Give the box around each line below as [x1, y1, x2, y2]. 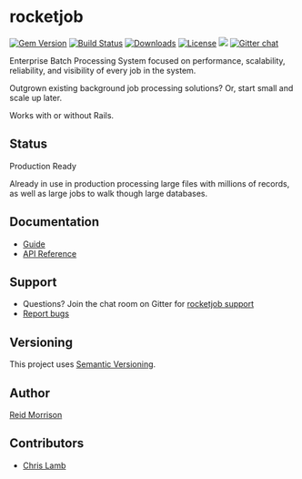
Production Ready [9, 160, 77, 171]
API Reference [22, 248, 77, 259]
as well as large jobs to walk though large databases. [9, 188, 208, 199]
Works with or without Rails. [9, 109, 115, 120]
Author [9, 385, 50, 401]
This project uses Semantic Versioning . [9, 359, 156, 370]
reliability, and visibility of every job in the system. [9, 65, 196, 76]
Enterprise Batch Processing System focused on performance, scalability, [9, 55, 286, 66]
